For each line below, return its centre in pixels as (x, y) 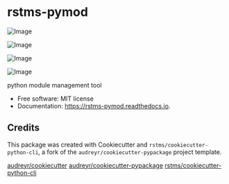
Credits (24, 128)
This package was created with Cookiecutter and (77, 144)
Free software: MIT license (55, 99)
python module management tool (54, 85)
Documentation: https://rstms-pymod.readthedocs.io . (94, 106)
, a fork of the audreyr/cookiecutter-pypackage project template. (130, 152)
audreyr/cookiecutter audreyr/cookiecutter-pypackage (85, 165)
